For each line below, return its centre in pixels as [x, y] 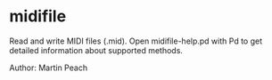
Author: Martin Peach [48, 68]
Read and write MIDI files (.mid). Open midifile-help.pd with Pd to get [136, 41]
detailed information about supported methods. [96, 50]
